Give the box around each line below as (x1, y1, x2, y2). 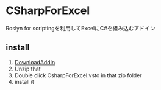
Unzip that (14, 65, 41, 72)
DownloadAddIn (14, 58, 55, 66)
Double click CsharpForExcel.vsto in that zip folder (14, 71, 142, 79)
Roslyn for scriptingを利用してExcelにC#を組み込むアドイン (5, 24, 156, 32)
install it (14, 78, 35, 85)
